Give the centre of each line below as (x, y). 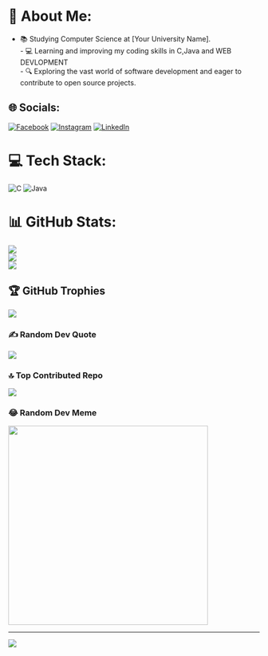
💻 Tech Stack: (57, 161)
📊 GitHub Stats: (63, 222)
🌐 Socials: (34, 108)
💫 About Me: (50, 16)
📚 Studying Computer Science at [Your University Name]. (115, 38)
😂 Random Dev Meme (53, 412)
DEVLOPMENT (44, 62)
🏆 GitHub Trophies (57, 291)
